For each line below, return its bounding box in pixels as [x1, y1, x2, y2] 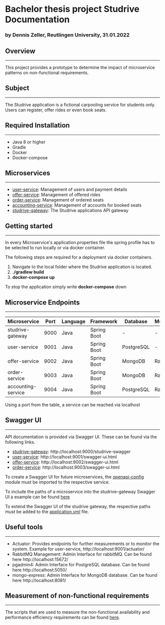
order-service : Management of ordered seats [12, 197, 104, 203]
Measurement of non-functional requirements [5, 591, 149, 600]
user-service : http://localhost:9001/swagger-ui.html [12, 453, 117, 459]
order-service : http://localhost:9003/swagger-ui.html [12, 464, 120, 470]
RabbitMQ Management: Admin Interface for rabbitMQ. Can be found [12, 551, 152, 557]
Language [61, 318, 86, 325]
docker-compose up [12, 275, 55, 280]
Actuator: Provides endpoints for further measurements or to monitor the [12, 541, 160, 547]
